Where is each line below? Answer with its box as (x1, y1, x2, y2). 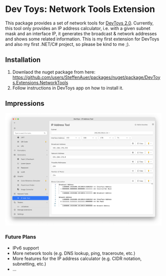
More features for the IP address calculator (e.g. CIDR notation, (12, 256, 142, 262)
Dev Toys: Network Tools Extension (5, 3, 156, 15)
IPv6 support (12, 245, 39, 251)
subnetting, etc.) (12, 261, 46, 267)
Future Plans (5, 234, 36, 241)
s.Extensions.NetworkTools (12, 79, 69, 85)
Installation (5, 56, 41, 64)
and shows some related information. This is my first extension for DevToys (5, 36, 160, 42)
